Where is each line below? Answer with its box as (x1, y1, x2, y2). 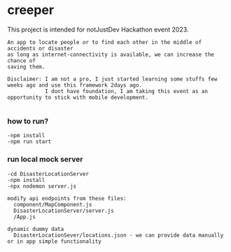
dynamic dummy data (7, 225, 64, 232)
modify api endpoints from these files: (7, 195, 127, 202)
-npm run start (7, 139, 52, 146)
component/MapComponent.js (13, 201, 92, 208)
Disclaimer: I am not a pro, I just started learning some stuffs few (7, 76, 218, 83)
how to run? (7, 116, 49, 126)
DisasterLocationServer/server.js (13, 207, 114, 214)
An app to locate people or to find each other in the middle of (7, 38, 202, 45)
